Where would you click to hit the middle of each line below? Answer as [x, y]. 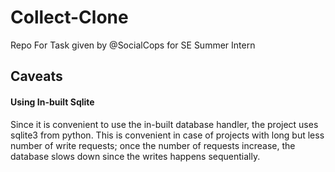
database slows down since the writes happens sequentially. [135, 156]
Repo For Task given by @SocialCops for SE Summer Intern [133, 45]
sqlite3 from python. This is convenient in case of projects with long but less [167, 135]
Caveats [36, 76]
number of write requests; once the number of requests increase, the [153, 145]
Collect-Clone [69, 17]
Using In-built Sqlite [52, 102]
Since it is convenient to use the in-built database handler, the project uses [164, 124]
